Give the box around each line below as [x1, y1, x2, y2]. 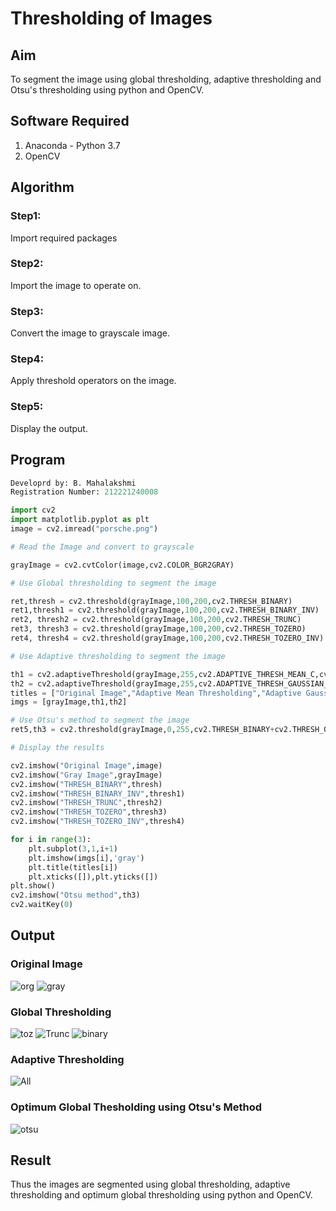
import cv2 [10, 505, 56, 516]
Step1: [10, 209, 42, 223]
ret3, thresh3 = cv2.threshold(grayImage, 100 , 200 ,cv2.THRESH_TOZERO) [10, 624, 307, 634]
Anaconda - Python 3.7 [24, 139, 121, 151]
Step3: [10, 304, 44, 318]
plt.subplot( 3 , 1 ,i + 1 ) [28, 843, 118, 854]
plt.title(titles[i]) [28, 862, 118, 872]
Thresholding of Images [10, 7, 213, 30]
